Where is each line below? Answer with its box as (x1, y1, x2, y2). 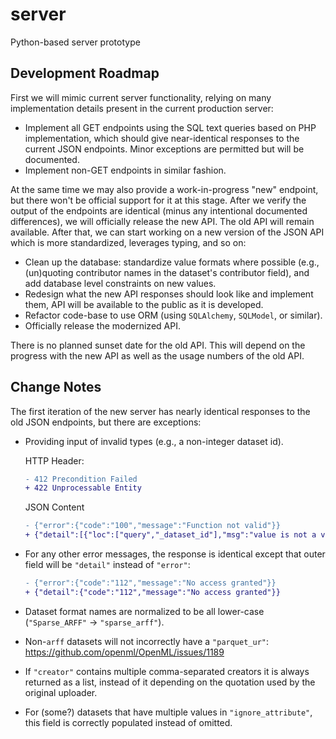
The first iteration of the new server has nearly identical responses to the (10, 405, 311, 417)
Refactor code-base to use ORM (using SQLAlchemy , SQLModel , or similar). (24, 309, 323, 321)
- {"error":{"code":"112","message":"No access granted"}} (24, 578, 277, 588)
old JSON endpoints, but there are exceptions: (10, 416, 202, 428)
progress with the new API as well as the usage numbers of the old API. (10, 349, 305, 362)
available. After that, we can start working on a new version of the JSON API (10, 226, 325, 238)
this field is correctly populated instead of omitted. (24, 716, 233, 728)
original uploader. (24, 686, 98, 698)
